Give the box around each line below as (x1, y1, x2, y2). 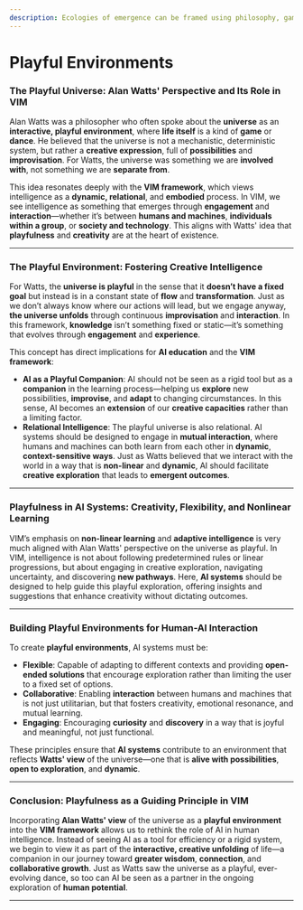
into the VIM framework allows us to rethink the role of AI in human (9, 824, 260, 836)
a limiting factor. (22, 412, 83, 423)
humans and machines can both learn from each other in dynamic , (22, 441, 272, 452)
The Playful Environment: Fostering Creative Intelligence (9, 261, 263, 274)
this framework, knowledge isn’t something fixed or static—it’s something (9, 320, 284, 331)
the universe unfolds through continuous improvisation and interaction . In (9, 310, 290, 321)
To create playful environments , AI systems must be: (9, 643, 209, 652)
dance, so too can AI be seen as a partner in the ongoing (42, 873, 254, 884)
